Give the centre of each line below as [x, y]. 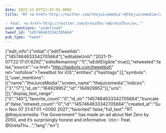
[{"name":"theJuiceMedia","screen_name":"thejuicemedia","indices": [75, 83]
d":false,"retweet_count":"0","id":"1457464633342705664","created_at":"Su [83, 104]
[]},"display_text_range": [30, 93]
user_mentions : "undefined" [34, 28]
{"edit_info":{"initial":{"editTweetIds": [43, 51]
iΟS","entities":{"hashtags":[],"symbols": [105, 72]
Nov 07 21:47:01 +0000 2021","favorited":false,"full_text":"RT [71, 109]
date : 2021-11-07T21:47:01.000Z [38, 10]
